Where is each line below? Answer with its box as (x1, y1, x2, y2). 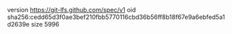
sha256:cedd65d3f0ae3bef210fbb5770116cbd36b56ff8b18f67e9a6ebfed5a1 (7, 13, 225, 21)
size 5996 (30, 20, 60, 28)
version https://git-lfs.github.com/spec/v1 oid (7, 6, 136, 14)
